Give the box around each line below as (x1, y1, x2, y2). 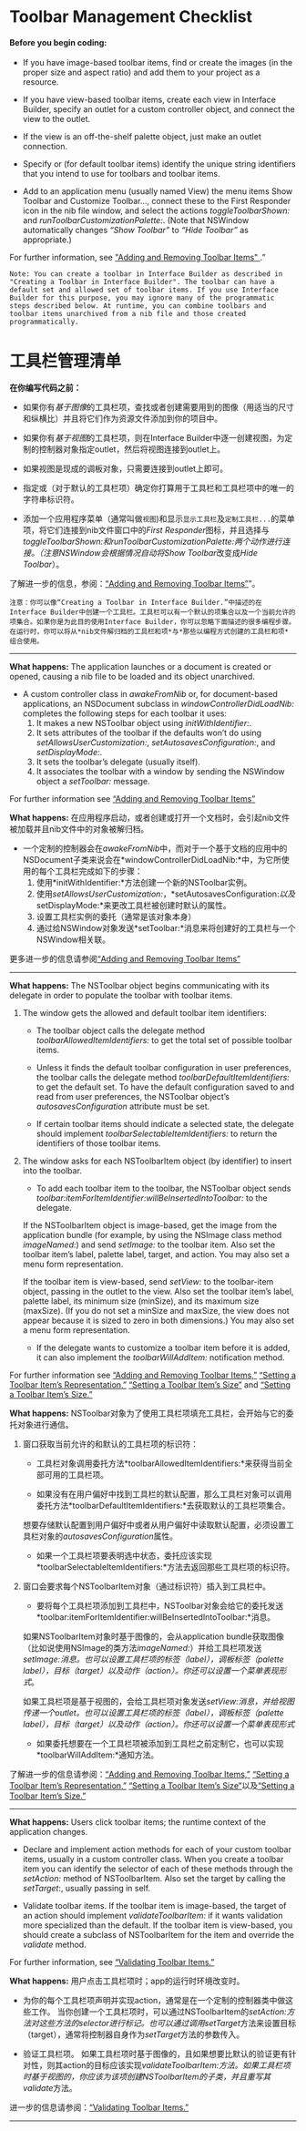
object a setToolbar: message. (36, 776, 150, 787)
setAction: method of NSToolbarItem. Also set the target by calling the (22, 1873, 286, 1884)
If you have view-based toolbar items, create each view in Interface (22, 94, 276, 106)
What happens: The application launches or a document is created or (9, 661, 271, 672)
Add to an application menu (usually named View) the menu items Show (22, 186, 293, 197)
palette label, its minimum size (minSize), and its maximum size (22, 1296, 260, 1306)
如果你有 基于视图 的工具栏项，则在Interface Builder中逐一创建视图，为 (22, 433, 285, 444)
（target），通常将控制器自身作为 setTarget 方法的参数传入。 (22, 2029, 245, 2040)
